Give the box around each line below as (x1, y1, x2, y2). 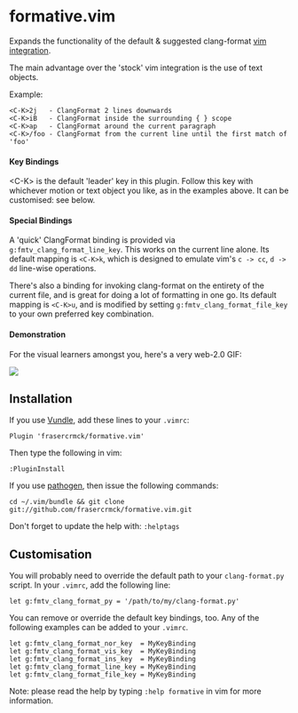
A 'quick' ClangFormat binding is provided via (9, 235, 176, 245)
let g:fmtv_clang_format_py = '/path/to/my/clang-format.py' (9, 597, 240, 606)
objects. (9, 71, 39, 82)
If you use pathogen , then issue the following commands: (9, 480, 219, 491)
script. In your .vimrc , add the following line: (9, 580, 171, 590)
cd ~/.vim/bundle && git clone (9, 498, 125, 507)
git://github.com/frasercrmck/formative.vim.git (9, 505, 192, 515)
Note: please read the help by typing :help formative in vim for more (9, 686, 262, 697)
